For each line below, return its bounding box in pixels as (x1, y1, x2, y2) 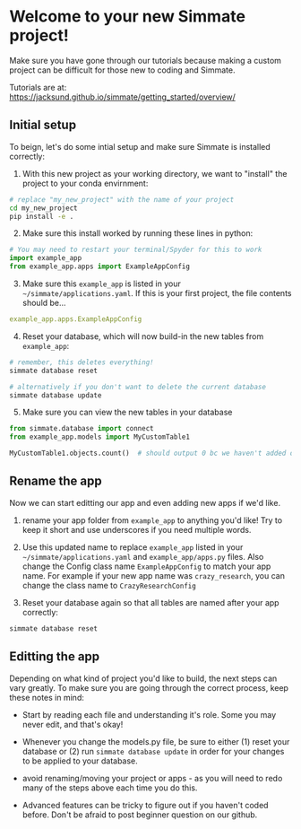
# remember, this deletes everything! (9, 357, 154, 367)
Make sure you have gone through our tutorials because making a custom (9, 55, 282, 65)
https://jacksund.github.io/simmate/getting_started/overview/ (9, 92, 236, 102)
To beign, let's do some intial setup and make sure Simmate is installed (9, 141, 271, 152)
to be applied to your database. (21, 755, 139, 766)
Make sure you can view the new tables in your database (21, 406, 233, 418)
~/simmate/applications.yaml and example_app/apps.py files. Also (21, 551, 264, 562)
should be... (21, 298, 66, 308)
